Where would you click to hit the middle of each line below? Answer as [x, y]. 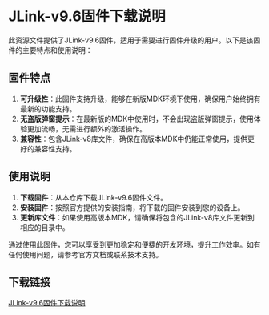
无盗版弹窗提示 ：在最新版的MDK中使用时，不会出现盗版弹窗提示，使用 [137, 119]
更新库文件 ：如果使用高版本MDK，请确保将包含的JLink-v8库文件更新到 [137, 217]
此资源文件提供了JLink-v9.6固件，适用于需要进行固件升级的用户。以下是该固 [134, 40]
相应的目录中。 [44, 227]
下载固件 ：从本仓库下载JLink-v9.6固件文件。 [94, 197]
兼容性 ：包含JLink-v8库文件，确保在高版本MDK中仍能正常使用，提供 [134, 139]
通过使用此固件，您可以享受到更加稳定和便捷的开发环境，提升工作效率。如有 [134, 244]
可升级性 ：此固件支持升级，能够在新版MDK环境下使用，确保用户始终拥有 [140, 99]
